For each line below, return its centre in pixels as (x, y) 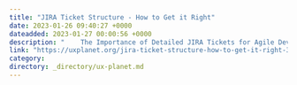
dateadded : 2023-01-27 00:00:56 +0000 (80, 34)
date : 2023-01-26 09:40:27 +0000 (71, 26)
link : (19, 50)
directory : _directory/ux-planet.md (76, 67)
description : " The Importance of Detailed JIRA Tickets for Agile (142, 42)
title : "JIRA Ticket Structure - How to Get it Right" (112, 17)
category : (27, 58)
